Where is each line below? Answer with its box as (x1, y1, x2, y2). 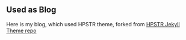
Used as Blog (6, 5, 57, 15)
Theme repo (6, 27, 37, 34)
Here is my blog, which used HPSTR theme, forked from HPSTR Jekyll (6, 20, 180, 27)
